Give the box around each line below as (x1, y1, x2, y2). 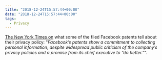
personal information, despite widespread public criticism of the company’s (5, 44, 158, 50)
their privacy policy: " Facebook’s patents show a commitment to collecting (5, 40, 156, 45)
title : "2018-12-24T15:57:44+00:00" (5, 7, 80, 12)
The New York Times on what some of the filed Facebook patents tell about (5, 34, 157, 40)
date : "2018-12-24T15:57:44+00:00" (5, 12, 78, 17)
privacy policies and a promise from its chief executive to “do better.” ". (5, 50, 147, 56)
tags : (5, 16, 16, 21)
